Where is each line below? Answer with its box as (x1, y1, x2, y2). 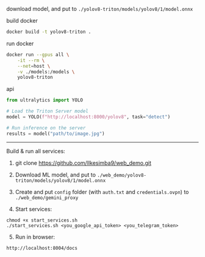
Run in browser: (15, 233, 55, 241)
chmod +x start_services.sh (6, 217, 78, 223)
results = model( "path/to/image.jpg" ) (6, 131, 105, 137)
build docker (6, 17, 38, 24)
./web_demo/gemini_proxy (15, 195, 79, 201)
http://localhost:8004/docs (6, 245, 78, 251)
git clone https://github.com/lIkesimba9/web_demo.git (15, 159, 151, 167)
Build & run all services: (6, 147, 65, 154)
